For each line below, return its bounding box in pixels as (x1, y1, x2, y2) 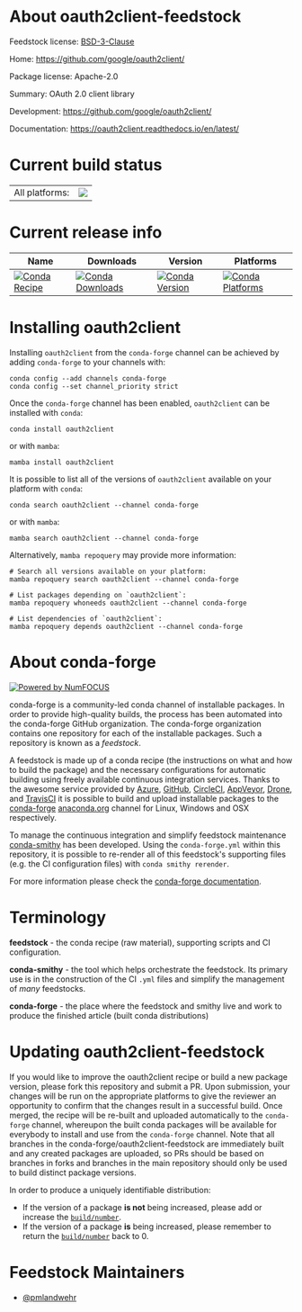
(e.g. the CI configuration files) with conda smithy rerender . (9, 858, 229, 869)
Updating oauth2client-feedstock (9, 1041, 265, 1062)
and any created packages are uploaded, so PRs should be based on (9, 1147, 264, 1158)
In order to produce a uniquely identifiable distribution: (9, 1184, 211, 1195)
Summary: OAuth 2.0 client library (9, 88, 135, 99)
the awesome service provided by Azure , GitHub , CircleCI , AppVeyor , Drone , (9, 783, 293, 794)
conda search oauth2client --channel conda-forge (9, 500, 200, 509)
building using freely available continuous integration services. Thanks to (9, 774, 280, 785)
